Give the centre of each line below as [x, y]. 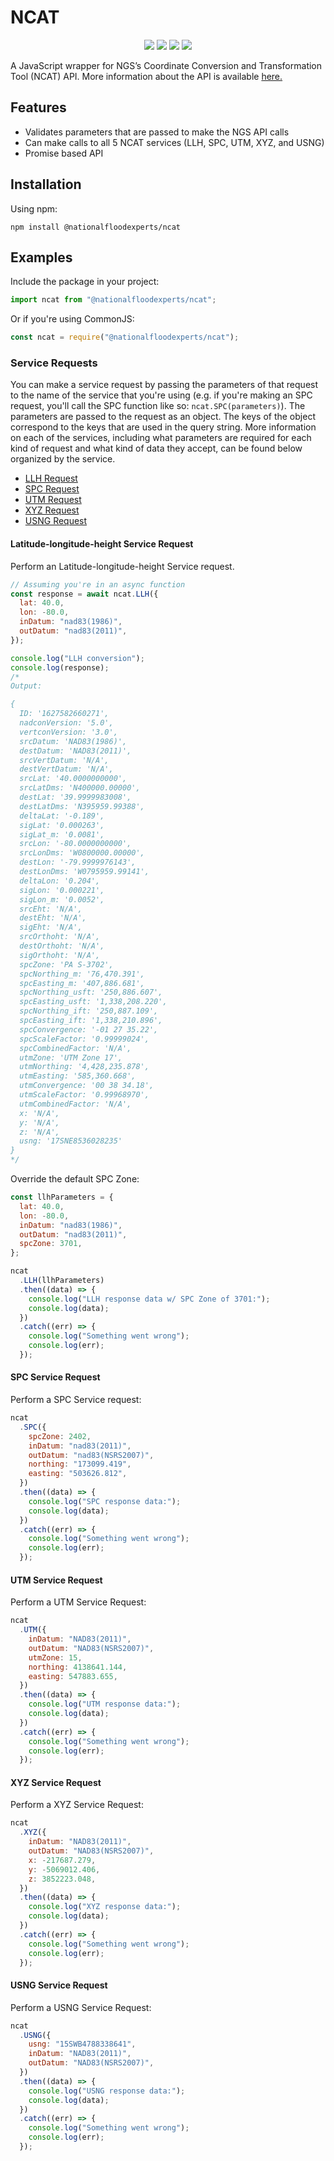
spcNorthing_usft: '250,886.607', [91, 992]
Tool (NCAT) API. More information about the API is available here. [146, 76]
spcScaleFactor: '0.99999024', [84, 1039]
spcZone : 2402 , [60, 1436]
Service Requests [54, 363]
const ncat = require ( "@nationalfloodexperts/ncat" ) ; [125, 337]
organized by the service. [63, 459]
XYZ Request [52, 510]
